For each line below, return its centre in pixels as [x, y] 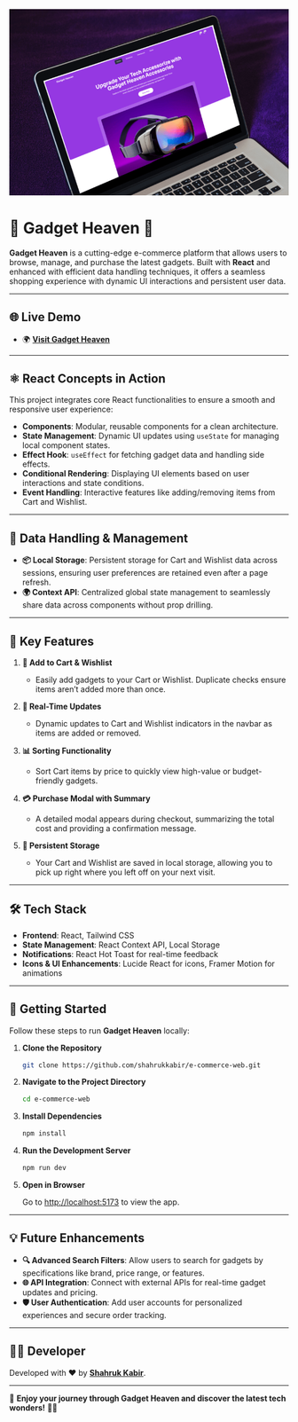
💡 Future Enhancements [77, 1238]
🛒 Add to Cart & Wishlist [67, 662]
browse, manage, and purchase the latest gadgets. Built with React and [140, 262]
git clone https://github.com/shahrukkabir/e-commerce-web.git [141, 1065]
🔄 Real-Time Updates [62, 706]
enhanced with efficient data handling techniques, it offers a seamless [137, 271]
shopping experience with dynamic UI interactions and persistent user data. [148, 281]
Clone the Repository [62, 1048]
